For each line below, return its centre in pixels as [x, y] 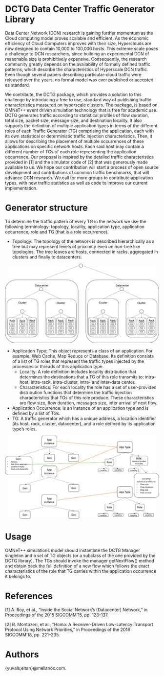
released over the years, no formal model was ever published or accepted [79, 80]
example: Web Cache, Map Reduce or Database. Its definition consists [83, 356]
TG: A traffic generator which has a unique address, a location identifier [84, 418]
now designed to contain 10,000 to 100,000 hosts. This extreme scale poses [82, 48]
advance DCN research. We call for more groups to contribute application [79, 178]
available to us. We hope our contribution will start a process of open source [82, 167]
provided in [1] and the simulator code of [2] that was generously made [76, 162]
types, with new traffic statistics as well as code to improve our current [76, 183]
